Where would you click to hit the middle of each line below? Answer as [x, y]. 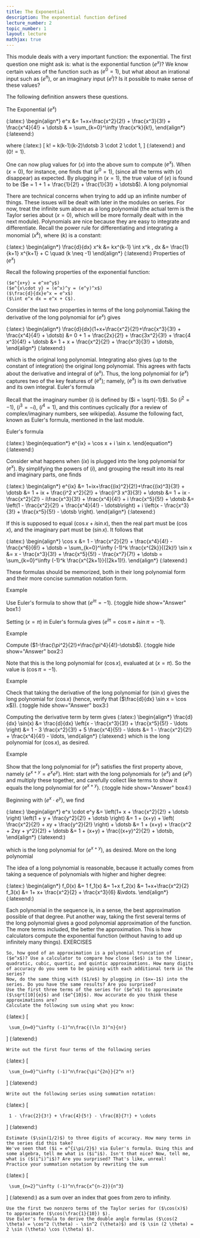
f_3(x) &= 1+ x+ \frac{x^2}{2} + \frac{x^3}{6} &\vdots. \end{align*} [87, 892]
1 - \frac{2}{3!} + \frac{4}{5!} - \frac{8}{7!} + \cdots [82, 1116]
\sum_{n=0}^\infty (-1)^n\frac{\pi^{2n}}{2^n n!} [72, 1071]
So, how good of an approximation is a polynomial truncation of [89, 953]
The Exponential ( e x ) [31, 108]
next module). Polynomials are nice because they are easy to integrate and [98, 221]
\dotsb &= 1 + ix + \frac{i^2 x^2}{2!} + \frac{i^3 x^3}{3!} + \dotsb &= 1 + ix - [99, 493]
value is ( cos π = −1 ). [32, 669]
